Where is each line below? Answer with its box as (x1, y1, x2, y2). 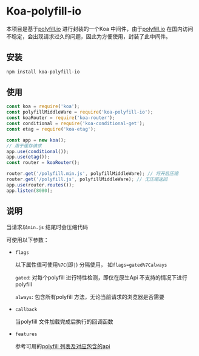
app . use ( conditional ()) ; (6, 148, 69, 154)
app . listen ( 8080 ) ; (6, 187, 53, 194)
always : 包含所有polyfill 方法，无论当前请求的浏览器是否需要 (15, 293, 165, 300)
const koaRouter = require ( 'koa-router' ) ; (6, 115, 115, 121)
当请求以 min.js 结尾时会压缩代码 (6, 223, 88, 230)
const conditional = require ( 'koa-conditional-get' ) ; (6, 120, 146, 127)
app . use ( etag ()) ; (6, 154, 50, 160)
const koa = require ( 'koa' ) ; (6, 103, 80, 110)
